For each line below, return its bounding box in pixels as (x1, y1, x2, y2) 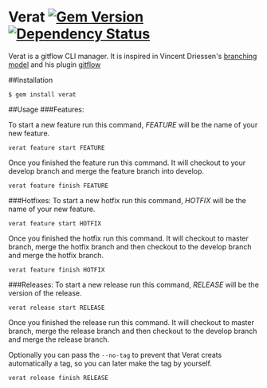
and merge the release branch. (8, 335, 110, 344)
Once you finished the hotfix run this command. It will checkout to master (8, 233, 249, 243)
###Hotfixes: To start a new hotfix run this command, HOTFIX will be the (8, 195, 247, 205)
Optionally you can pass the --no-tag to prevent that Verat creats (8, 350, 222, 359)
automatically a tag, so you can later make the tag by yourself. (8, 359, 213, 368)
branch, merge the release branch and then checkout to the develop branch (8, 326, 257, 335)
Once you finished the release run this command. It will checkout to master (8, 317, 255, 327)
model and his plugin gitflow (8, 60, 101, 69)
